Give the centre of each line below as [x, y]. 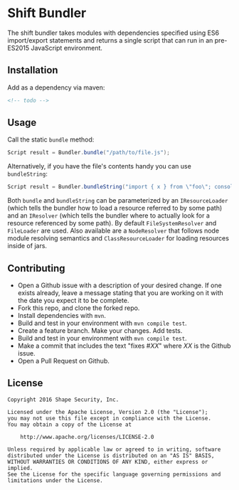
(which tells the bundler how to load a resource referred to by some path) [115, 208]
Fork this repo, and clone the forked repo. [79, 308]
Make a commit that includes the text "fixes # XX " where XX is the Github [124, 346]
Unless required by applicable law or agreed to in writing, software [114, 449]
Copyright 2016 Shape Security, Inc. [63, 400]
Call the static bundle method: [51, 139]
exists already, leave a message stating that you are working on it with [121, 293]
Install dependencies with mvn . [62, 315]
